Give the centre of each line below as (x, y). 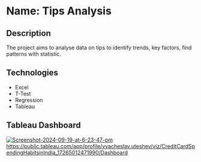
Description (28, 33)
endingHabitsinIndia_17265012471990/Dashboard (67, 152)
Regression (29, 100)
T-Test (23, 94)
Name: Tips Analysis (59, 11)
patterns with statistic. (34, 54)
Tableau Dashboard (43, 125)
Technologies (32, 73)
